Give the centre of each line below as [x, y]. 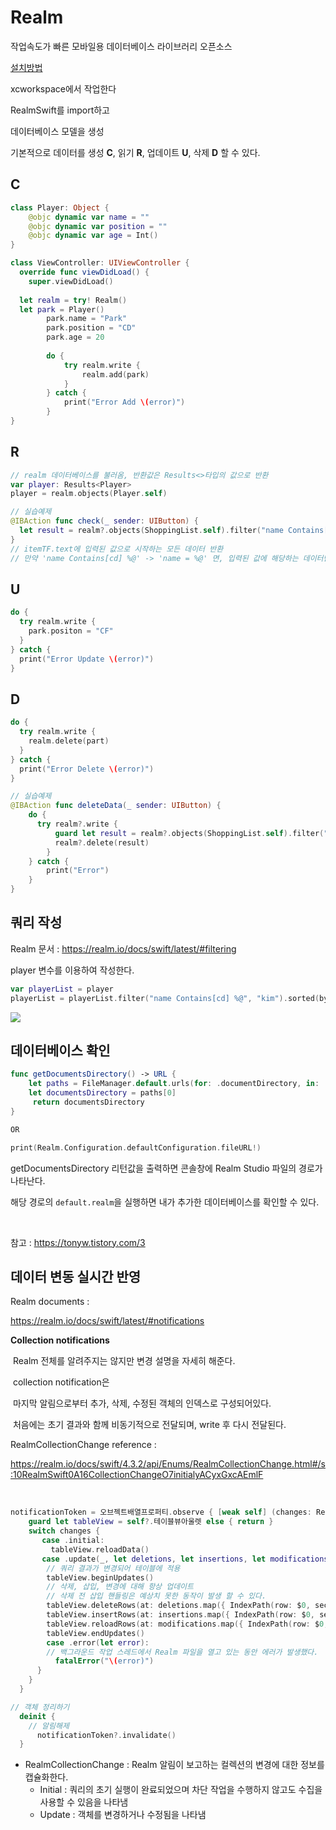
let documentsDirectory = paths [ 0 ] [102, 1093]
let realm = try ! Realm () [73, 300]
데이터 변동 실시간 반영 [76, 1276]
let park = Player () [62, 309]
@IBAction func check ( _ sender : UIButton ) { [104, 521]
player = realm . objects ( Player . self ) [89, 494]
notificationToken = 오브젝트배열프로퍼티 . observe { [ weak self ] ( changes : [161, 1512]
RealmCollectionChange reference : [83, 1445]
